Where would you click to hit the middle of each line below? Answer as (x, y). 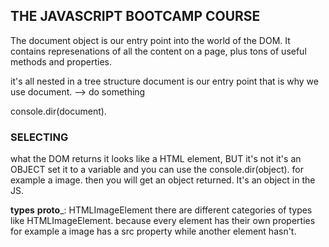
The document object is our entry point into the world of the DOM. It (150, 40)
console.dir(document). (58, 111)
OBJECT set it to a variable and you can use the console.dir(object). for (157, 170)
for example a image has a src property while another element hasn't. (153, 231)
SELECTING (39, 137)
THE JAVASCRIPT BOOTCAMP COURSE (135, 16)
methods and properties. (61, 61)
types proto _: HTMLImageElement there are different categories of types (161, 210)
